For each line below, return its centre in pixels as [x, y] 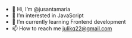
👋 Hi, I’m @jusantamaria [41, 9]
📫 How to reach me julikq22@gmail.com [62, 28]
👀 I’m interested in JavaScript [48, 15]
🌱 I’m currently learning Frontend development [69, 22]
